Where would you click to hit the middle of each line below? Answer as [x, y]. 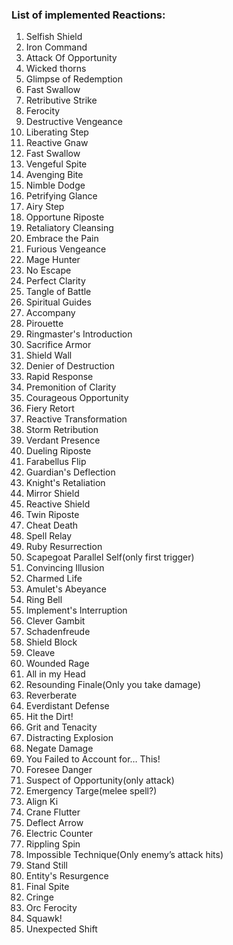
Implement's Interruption [76, 610]
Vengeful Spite [56, 164]
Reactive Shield [58, 504]
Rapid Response [59, 377]
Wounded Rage [57, 664]
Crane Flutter [53, 812]
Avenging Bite [54, 175]
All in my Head [55, 674]
